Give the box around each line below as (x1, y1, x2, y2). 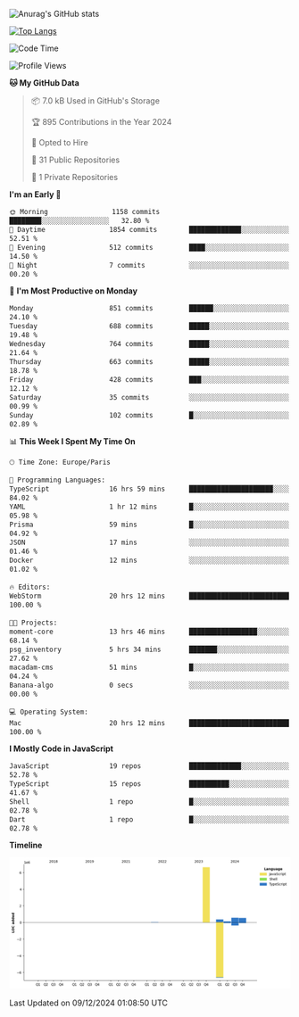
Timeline (9, 839, 43, 850)
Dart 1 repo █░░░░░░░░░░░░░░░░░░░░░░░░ (9, 815, 290, 824)
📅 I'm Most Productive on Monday (9, 285, 138, 296)
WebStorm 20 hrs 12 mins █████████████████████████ (9, 591, 290, 600)
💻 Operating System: (9, 707, 89, 716)
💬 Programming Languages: (9, 475, 105, 484)
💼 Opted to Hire (30, 137, 89, 147)
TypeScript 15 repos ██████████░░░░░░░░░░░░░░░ (9, 780, 290, 789)
